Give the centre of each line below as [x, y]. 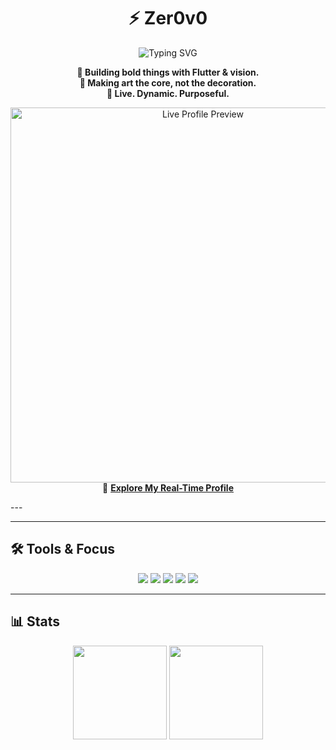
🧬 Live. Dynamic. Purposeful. [168, 93]
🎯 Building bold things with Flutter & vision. [168, 72]
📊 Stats [35, 621]
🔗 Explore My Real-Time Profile [168, 487]
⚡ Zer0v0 [168, 18]
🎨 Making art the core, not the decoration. [168, 82]
